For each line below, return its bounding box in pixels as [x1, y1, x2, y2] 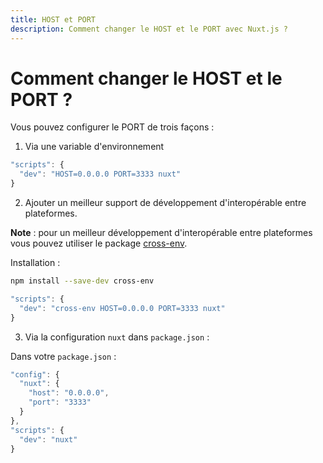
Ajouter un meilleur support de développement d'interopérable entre [24, 197, 307, 209]
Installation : [10, 257, 61, 269]
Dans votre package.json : [10, 350, 117, 362]
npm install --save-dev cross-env [10, 276, 155, 286]
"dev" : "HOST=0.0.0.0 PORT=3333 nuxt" [19, 169, 182, 180]
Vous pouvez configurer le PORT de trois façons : [10, 121, 215, 133]
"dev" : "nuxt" [19, 434, 78, 445]
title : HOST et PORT [10, 14, 97, 25]
